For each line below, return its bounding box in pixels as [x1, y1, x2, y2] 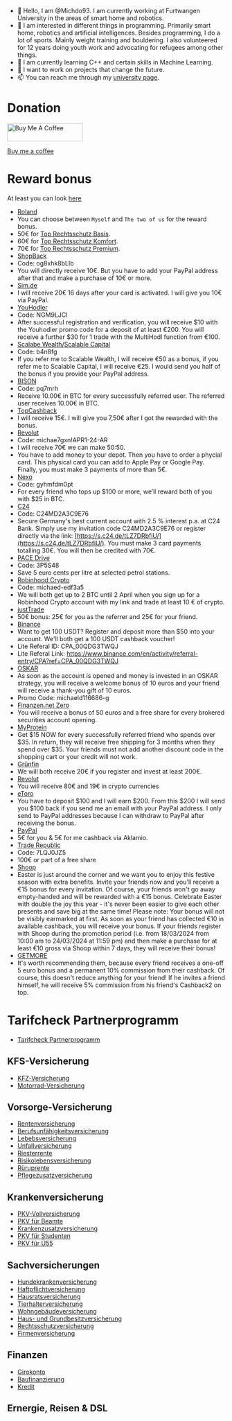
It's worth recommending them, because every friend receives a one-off [17, 959, 224, 967]
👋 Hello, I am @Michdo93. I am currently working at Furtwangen [17, 7, 201, 15]
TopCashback [17, 406, 57, 415]
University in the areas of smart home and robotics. [17, 14, 164, 22]
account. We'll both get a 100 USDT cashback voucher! [17, 634, 175, 643]
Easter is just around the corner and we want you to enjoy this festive [17, 870, 215, 878]
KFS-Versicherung [7, 1056, 89, 1067]
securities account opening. [17, 715, 97, 724]
